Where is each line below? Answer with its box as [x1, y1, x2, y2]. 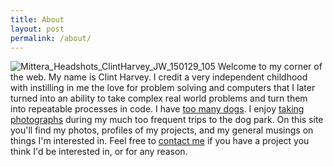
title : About [10, 14, 65, 25]
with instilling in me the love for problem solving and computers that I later [10, 82, 316, 94]
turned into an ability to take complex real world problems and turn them [10, 92, 308, 105]
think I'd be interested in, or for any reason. [10, 146, 188, 158]
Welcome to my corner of [217, 61, 323, 73]
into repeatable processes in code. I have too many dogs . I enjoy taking [10, 103, 305, 115]
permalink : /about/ [10, 33, 92, 43]
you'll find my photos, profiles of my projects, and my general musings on [10, 124, 314, 136]
